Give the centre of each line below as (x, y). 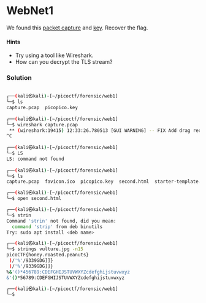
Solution (19, 78)
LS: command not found (35, 159)
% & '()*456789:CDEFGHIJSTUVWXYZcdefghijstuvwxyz (68, 272)
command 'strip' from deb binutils (57, 227)
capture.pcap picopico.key (42, 108)
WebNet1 (30, 11)
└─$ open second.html (34, 199)
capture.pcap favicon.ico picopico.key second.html (78, 182)
